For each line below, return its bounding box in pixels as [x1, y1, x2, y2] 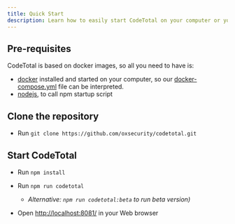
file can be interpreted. [58, 82, 124, 91]
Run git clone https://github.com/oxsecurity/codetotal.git [17, 129, 197, 138]
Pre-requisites [7, 43, 71, 55]
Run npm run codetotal [17, 181, 84, 190]
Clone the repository [7, 110, 99, 122]
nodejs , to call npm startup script [17, 90, 113, 98]
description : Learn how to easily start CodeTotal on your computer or [7, 17, 220, 24]
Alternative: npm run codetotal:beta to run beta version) [27, 195, 191, 204]
